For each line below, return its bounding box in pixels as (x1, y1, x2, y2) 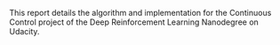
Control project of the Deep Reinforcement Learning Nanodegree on (9, 17, 260, 27)
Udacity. (9, 26, 40, 36)
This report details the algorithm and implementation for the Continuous (9, 8, 272, 18)
